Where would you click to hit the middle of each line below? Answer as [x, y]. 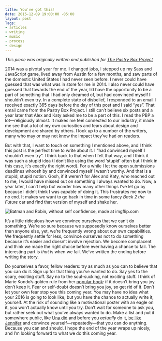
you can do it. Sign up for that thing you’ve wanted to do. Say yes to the [76, 271]
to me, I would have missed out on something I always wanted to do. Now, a [81, 181]
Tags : [10, 23]
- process [15, 41]
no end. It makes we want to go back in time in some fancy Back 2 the [75, 196]
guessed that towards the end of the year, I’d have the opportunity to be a [78, 89]
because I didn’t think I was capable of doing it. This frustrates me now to [78, 192]
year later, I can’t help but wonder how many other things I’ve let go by [75, 186]
